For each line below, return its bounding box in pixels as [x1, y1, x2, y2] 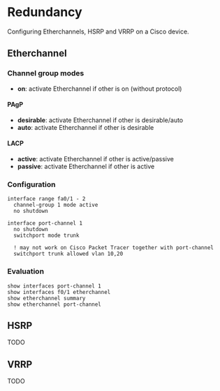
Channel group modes [7, 68, 85, 78]
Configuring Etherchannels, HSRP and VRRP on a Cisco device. [7, 27, 190, 36]
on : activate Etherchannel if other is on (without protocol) [17, 84, 182, 93]
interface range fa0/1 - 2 [7, 195, 86, 202]
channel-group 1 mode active [13, 202, 98, 209]
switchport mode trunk [13, 232, 80, 239]
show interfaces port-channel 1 [7, 282, 101, 290]
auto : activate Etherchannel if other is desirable [17, 123, 154, 131]
